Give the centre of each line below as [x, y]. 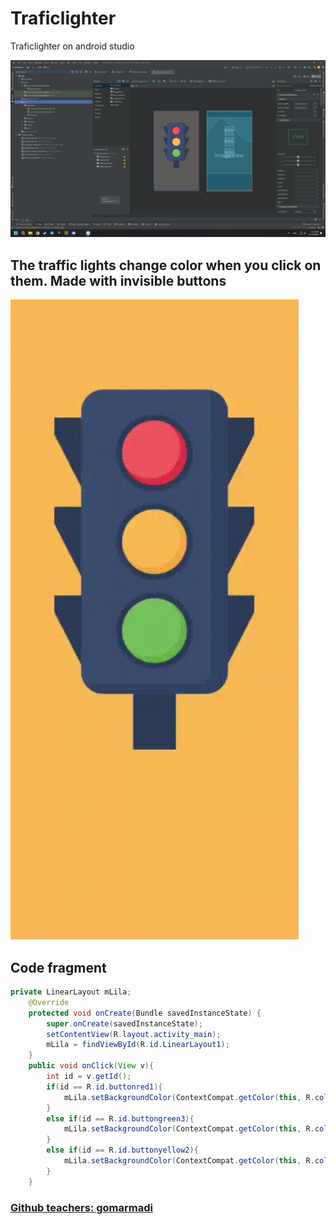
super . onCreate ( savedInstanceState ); [124, 1023]
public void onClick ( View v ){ [91, 1066]
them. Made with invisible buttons [118, 280]
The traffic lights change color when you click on [166, 265]
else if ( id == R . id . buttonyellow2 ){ [122, 1150]
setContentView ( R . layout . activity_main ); [134, 1034]
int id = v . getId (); [89, 1077]
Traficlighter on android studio [72, 46]
